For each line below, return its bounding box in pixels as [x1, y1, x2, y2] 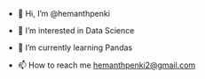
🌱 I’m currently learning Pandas [17, 42, 133, 53]
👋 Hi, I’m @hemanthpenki [17, 9, 111, 18]
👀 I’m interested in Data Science [17, 25, 135, 35]
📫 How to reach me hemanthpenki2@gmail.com [17, 60, 196, 70]
